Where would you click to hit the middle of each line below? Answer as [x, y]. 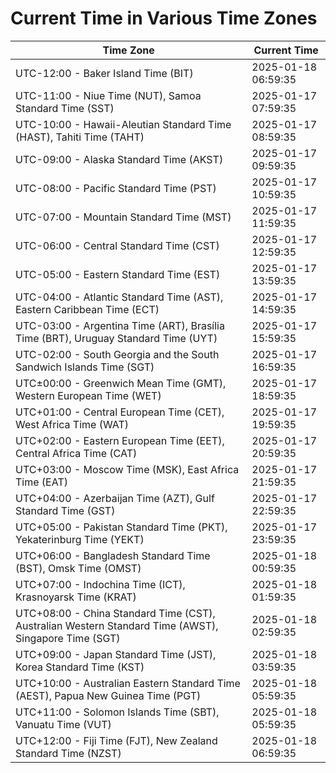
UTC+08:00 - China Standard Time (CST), [115, 613]
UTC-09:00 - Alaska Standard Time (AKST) [119, 159]
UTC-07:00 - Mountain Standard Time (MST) [123, 217]
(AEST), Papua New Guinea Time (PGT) [108, 695]
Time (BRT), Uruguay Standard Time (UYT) [116, 338]
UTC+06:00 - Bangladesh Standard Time [113, 555]
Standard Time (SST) [65, 108]
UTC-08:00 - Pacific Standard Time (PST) [116, 188]
